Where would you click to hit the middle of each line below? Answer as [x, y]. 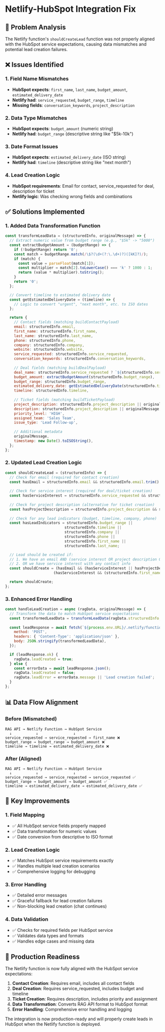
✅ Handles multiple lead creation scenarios [56, 866]
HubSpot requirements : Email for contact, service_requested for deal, [83, 186]
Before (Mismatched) [31, 719]
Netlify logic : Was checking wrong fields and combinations [72, 196]
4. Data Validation [27, 920]
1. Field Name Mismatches [37, 79]
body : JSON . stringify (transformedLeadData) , [60, 641]
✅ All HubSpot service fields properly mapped [59, 826]
